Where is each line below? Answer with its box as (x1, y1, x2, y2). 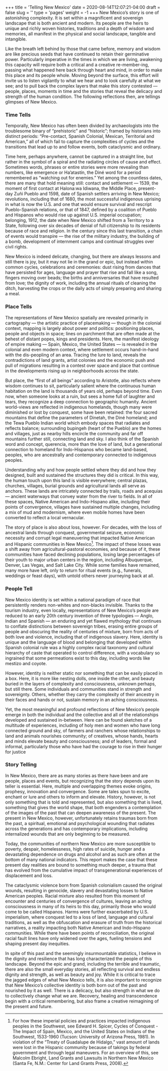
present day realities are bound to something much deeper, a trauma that (5, 862, 156, 868)
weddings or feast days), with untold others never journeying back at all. (5, 573, 154, 579)
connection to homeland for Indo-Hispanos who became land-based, (5, 446, 148, 452)
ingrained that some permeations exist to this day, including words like (5, 655, 150, 661)
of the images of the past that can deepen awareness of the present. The (5, 810, 156, 816)
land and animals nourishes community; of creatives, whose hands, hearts (5, 733, 158, 739)
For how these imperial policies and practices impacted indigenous (12, 1018, 151, 1024)
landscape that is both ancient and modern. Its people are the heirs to (5, 20, 149, 26)
